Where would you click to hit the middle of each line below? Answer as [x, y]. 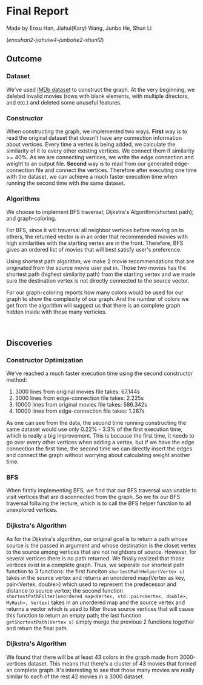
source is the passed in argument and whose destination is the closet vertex [101, 545]
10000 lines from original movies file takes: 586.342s [81, 404]
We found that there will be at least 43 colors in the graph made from [92, 657]
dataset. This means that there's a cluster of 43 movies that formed [112, 663]
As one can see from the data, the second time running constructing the [96, 422]
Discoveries [29, 342]
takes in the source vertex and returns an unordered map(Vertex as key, [96, 577]
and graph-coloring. [31, 219]
